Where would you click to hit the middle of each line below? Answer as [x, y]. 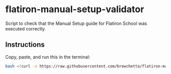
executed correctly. [26, 28]
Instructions [25, 45]
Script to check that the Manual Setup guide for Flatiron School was [76, 23]
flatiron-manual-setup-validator [75, 9]
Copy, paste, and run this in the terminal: [48, 57]
